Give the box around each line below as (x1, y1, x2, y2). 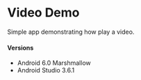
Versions (7, 43, 34, 52)
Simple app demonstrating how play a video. (7, 28, 135, 36)
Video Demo (7, 5, 80, 21)
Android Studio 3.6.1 (17, 66, 75, 74)
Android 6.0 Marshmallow (17, 59, 92, 67)
